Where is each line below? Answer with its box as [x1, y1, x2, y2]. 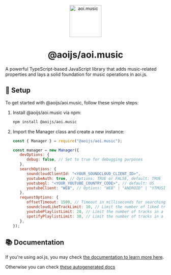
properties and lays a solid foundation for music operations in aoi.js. [5, 71, 148, 77]
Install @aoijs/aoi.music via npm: [12, 109, 81, 116]
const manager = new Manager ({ [12, 148, 79, 153]
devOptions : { [19, 152, 50, 157]
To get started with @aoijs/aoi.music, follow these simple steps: [5, 99, 139, 105]
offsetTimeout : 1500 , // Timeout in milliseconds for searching [26, 200, 166, 205]
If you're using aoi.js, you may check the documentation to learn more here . [5, 254, 164, 260]
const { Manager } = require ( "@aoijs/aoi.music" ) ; [12, 138, 123, 144]
